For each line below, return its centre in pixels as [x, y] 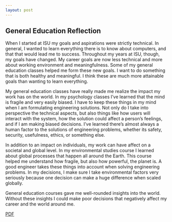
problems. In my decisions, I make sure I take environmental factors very [82, 172]
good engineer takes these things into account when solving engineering [83, 167]
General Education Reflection [53, 31]
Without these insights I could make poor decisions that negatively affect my [86, 199]
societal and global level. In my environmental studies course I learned [80, 151]
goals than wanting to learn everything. [47, 81]
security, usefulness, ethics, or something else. [55, 135]
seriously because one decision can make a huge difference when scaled [83, 178]
